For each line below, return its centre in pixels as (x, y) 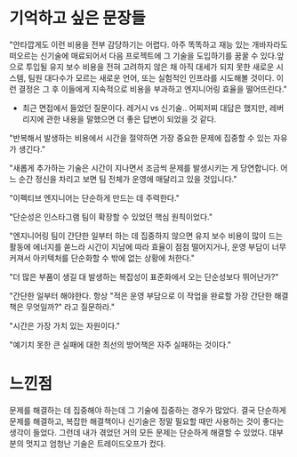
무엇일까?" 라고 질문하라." (70, 307)
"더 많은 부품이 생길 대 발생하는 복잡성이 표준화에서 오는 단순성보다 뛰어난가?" (144, 277)
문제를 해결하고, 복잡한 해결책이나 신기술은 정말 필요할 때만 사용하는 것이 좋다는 (147, 421)
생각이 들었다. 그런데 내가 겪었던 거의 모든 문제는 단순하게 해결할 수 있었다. (138, 432)
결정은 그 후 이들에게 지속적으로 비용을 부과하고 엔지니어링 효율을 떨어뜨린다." (153, 89)
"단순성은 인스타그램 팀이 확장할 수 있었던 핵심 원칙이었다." (111, 216)
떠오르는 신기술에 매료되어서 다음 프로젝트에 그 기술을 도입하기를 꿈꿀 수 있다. (143, 55)
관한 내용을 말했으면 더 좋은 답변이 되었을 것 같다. (131, 119)
